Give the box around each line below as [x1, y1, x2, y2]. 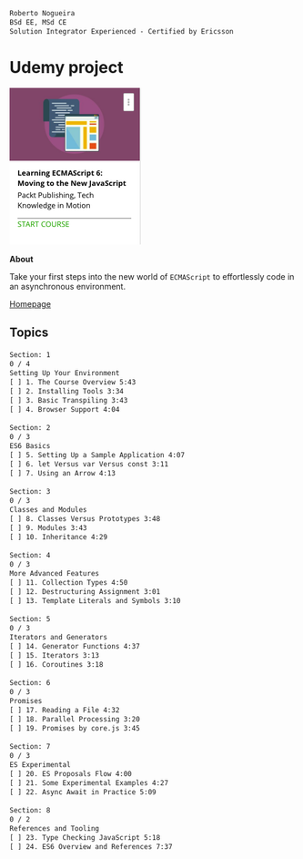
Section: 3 [9, 486, 51, 496]
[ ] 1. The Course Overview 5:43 [9, 377, 136, 386]
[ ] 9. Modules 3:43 [9, 523, 88, 532]
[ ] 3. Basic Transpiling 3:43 [9, 395, 128, 404]
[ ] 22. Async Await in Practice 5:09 [9, 787, 157, 796]
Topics [9, 325, 49, 341]
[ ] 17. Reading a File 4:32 [9, 705, 120, 714]
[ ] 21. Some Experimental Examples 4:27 [9, 778, 169, 787]
